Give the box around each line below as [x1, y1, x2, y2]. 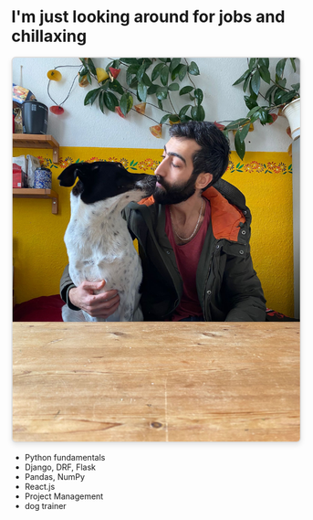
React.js [24, 481, 56, 492]
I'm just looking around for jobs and [11, 6, 286, 27]
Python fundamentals [24, 451, 106, 462]
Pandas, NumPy [24, 471, 86, 482]
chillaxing [11, 26, 87, 47]
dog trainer [24, 500, 68, 511]
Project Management [24, 491, 104, 502]
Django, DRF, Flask [24, 462, 96, 472]
